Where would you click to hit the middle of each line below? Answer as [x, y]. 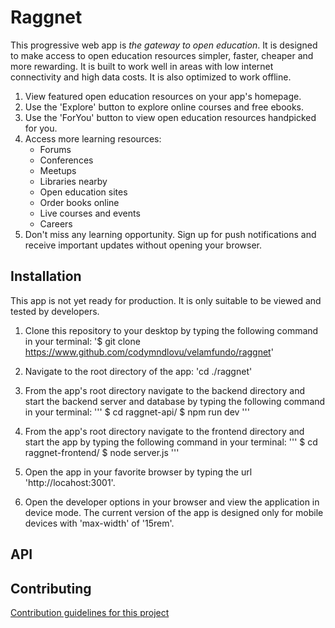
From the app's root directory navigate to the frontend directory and [164, 431]
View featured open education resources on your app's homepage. [163, 96]
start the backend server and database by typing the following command [175, 401]
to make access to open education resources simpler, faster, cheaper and [162, 55]
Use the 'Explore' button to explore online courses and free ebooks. [164, 107]
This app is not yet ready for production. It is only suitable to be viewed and [166, 300]
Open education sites [83, 192]
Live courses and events [90, 213]
